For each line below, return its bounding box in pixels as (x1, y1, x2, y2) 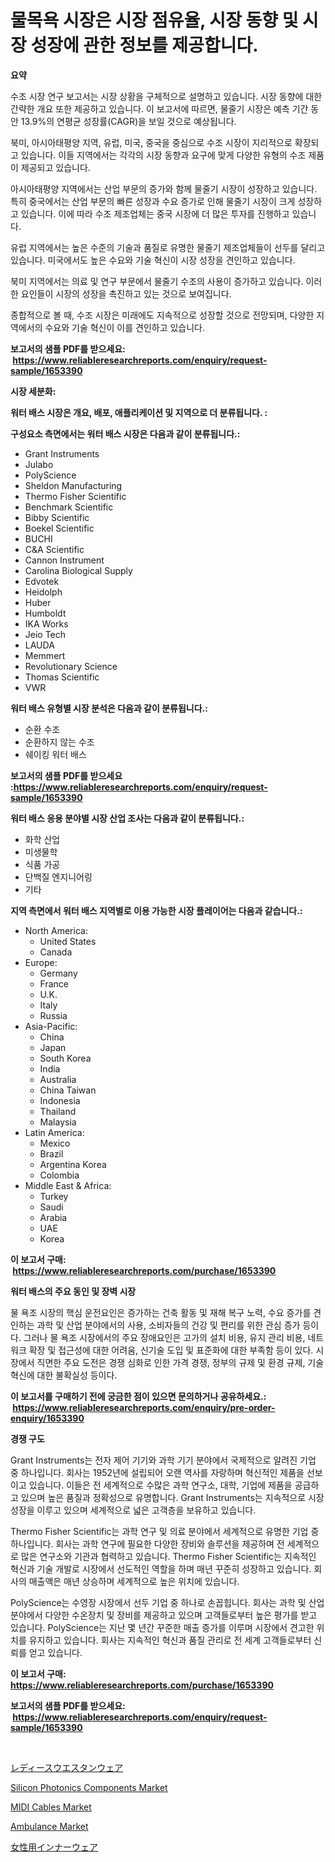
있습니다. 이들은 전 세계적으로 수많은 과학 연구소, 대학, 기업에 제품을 (28, 1479, 293, 1491)
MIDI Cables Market (10, 1801, 92, 1813)
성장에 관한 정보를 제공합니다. (30, 34, 259, 57)
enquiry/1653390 (10, 1412, 85, 1424)
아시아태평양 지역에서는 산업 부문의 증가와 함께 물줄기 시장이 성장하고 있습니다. (10, 182, 318, 195)
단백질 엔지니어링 (24, 871, 93, 883)
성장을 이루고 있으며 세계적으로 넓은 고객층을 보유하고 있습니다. (10, 1504, 257, 1516)
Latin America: (24, 1126, 85, 1138)
